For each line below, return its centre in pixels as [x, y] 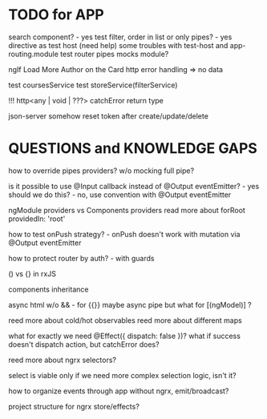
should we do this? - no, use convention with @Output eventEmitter [120, 195]
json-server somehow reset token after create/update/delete [108, 116]
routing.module [33, 54]
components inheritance [49, 289]
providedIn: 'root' [37, 219]
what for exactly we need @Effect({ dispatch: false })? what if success [124, 336]
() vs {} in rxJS [32, 273]
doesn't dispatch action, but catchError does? [84, 344]
